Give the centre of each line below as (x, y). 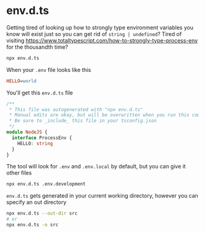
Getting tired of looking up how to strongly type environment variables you (100, 27)
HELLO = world (21, 81)
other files (19, 173)
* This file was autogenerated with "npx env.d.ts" (76, 109)
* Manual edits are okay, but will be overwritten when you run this (99, 115)
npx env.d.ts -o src (33, 225)
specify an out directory (37, 203)
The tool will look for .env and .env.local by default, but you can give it (96, 167)
